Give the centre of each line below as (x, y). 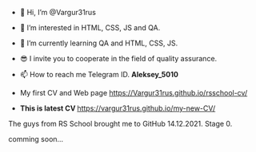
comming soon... (36, 139)
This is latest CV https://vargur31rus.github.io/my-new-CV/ (118, 108)
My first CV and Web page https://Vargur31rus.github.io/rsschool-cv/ (134, 93)
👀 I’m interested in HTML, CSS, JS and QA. (90, 27)
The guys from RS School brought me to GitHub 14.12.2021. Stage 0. (120, 124)
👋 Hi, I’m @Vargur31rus (58, 12)
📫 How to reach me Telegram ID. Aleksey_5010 (99, 74)
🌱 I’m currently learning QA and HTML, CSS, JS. (99, 43)
